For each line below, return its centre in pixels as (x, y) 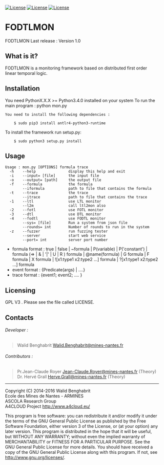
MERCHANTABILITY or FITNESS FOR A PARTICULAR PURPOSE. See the (78, 442)
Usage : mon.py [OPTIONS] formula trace (47, 167)
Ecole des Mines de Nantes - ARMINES (44, 396)
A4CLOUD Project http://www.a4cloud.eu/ (48, 406)
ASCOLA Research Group (31, 401)
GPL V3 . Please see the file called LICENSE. (50, 302)
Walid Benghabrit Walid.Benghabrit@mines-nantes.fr (70, 345)
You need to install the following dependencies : (58, 114)
